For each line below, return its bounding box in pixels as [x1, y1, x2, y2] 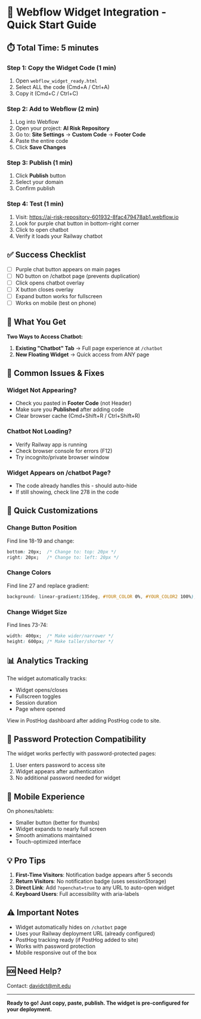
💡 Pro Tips [7, 855, 46, 865]
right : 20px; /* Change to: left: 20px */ [7, 554, 119, 561]
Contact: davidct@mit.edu [7, 982, 71, 989]
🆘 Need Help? [7, 966, 62, 977]
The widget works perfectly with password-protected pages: [7, 750, 157, 757]
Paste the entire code [15, 137, 69, 145]
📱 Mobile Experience [7, 791, 85, 801]
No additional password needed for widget [15, 774, 121, 782]
